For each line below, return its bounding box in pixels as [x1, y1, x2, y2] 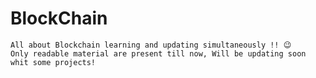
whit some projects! [10, 57, 97, 67]
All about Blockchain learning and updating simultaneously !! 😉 [10, 40, 292, 50]
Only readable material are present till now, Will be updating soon [10, 48, 307, 59]
